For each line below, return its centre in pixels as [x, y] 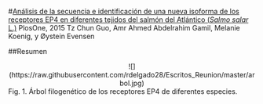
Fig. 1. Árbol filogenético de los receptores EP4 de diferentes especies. [123, 91]
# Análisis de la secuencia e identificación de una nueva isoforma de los [124, 11]
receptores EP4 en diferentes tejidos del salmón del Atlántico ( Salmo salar [128, 20]
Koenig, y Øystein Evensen [51, 36]
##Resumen [28, 51]
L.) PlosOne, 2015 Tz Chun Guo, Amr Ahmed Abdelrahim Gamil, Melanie [124, 28]
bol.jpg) [132, 83]
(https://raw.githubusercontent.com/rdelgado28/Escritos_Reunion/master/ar [132, 75]
